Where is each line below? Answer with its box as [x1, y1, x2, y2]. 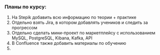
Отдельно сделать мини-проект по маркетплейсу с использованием [11, 30, 156, 36]
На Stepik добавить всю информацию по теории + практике [11, 15, 137, 20]
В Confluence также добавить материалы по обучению [11, 40, 126, 46]
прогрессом [11, 25, 37, 31]
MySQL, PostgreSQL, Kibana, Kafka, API [11, 35, 93, 41]
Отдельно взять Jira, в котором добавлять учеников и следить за [11, 19, 148, 25]
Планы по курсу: [4, 3, 47, 10]
